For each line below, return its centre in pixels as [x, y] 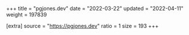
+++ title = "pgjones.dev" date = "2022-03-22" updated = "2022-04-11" [95, 8]
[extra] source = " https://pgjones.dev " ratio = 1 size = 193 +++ [83, 26]
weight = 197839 [27, 15]
